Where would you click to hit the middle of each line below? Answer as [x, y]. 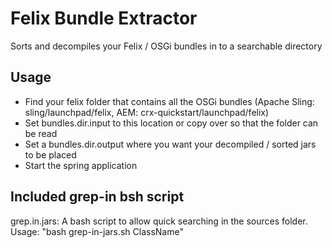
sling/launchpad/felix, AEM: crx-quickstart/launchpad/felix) [147, 112]
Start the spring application [81, 165]
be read [41, 133]
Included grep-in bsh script [97, 197]
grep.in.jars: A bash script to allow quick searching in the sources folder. [159, 221]
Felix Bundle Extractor [104, 18]
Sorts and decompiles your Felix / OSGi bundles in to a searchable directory [166, 46]
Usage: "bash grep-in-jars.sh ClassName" [97, 231]
